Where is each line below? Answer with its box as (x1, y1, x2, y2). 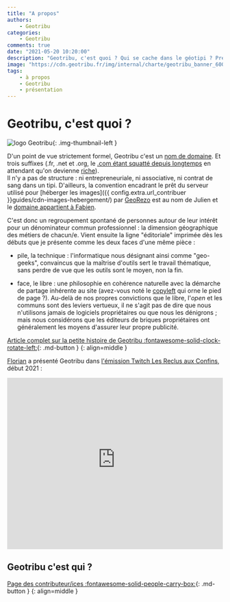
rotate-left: (7, 344, 38, 352)
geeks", (16, 258, 39, 267)
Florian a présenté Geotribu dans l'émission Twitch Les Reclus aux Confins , (7, 357, 220, 365)
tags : (7, 67, 23, 74)
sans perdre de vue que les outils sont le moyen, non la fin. (16, 266, 183, 274)
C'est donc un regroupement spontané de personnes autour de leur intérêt (7, 217, 218, 225)
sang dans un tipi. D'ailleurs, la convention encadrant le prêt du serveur (7, 181, 209, 189)
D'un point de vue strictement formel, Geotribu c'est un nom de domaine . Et (7, 152, 221, 160)
